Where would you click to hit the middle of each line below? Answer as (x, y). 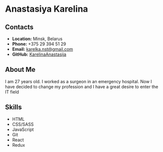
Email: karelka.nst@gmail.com (43, 49)
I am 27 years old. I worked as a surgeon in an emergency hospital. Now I (79, 81)
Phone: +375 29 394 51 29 (39, 44)
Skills (13, 107)
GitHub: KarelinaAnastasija (39, 54)
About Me (20, 70)
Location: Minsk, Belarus (37, 39)
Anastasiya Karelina (47, 9)
